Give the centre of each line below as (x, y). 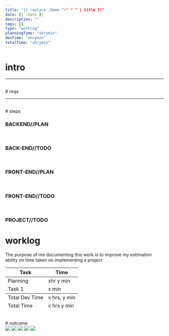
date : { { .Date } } (24, 15)
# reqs (12, 91)
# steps (13, 111)
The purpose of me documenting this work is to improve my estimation (78, 255)
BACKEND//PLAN (27, 124)
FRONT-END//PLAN (29, 172)
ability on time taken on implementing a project (54, 260)
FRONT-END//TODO (30, 196)
